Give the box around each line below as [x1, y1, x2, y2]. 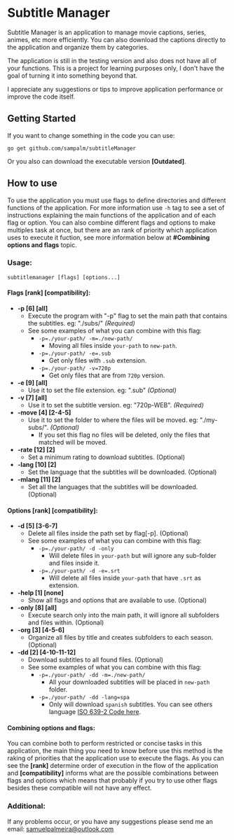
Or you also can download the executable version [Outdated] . [7, 157, 187, 165]
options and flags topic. [7, 240, 77, 249]
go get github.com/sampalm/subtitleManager [7, 145, 137, 152]
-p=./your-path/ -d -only [38, 545, 114, 552]
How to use [7, 177, 57, 190]
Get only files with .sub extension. [48, 356, 147, 365]
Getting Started [7, 113, 76, 125]
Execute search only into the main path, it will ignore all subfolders [27, 611, 219, 619]
